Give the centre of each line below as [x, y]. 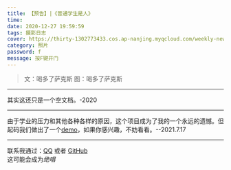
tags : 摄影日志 [27, 33]
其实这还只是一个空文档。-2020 [52, 100]
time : [15, 20]
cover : [16, 39]
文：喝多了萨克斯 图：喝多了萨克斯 [73, 78]
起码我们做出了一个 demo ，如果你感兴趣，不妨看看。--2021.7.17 [97, 129]
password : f [24, 52]
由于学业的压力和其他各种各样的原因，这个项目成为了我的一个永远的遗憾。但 [115, 120]
